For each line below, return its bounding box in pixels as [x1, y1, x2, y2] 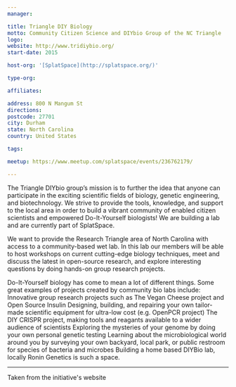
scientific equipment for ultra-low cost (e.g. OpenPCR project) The [25, 307, 218, 317]
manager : [7, 10, 33, 18]
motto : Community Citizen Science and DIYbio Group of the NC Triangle [7, 30, 221, 37]
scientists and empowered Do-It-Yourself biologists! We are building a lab [7, 213, 220, 222]
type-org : [7, 75, 37, 82]
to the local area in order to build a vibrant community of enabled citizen [7, 205, 216, 215]
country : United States [7, 133, 77, 140]
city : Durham [7, 120, 46, 127]
